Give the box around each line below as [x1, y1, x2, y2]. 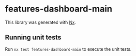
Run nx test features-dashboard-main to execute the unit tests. [5, 46, 132, 52]
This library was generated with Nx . [5, 19, 76, 25]
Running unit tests [5, 33, 61, 42]
